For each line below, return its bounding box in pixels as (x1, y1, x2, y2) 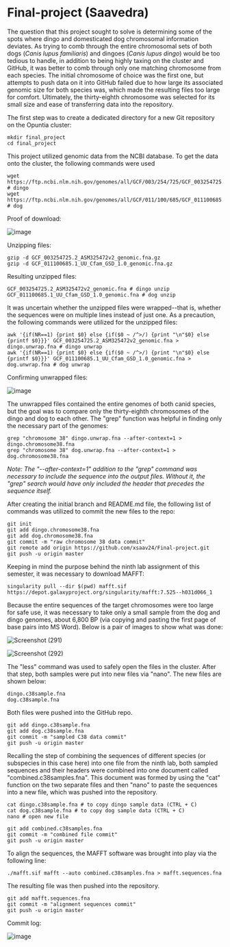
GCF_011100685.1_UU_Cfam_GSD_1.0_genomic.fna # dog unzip (7, 291, 176, 299)
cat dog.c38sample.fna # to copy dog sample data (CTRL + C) (7, 807, 186, 814)
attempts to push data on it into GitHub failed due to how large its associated (7, 78, 223, 86)
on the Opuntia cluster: (7, 121, 72, 129)
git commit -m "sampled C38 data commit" (7, 733, 127, 740)
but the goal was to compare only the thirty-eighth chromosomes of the (7, 407, 209, 415)
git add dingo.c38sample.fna (7, 721, 90, 729)
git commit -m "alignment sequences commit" (7, 900, 136, 908)
